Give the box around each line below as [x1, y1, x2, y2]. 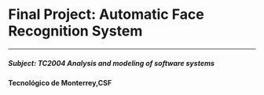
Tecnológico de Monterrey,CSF [8, 78, 112, 87]
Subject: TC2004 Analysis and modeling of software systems [8, 58, 214, 68]
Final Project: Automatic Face [8, 5, 204, 24]
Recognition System [8, 22, 143, 40]
